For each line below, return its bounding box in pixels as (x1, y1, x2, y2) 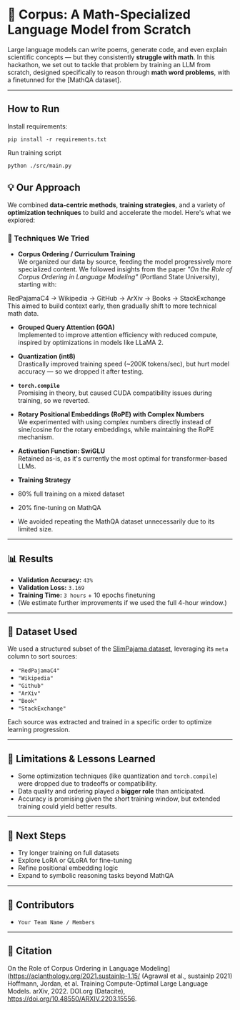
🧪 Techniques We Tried (7, 234, 89, 244)
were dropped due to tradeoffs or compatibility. (17, 779, 158, 788)
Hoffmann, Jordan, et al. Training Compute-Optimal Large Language (7, 979, 209, 988)
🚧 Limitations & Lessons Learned (7, 753, 156, 765)
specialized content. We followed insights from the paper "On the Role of (17, 264, 233, 274)
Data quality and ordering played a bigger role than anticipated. (17, 787, 206, 796)
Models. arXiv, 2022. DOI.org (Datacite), (7, 986, 126, 995)
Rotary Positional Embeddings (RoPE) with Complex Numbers (17, 410, 205, 419)
